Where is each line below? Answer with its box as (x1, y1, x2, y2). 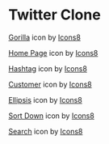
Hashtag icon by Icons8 (8, 63, 87, 74)
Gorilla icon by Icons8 (8, 32, 81, 42)
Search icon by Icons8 (8, 126, 83, 136)
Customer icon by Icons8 (8, 79, 92, 89)
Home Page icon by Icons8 (8, 48, 99, 57)
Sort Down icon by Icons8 (8, 111, 94, 121)
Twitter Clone (8, 6, 101, 24)
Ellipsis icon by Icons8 (8, 95, 82, 104)
